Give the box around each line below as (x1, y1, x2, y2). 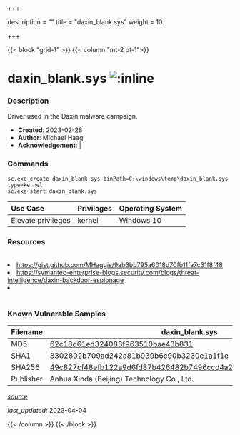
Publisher (11, 374, 43, 384)
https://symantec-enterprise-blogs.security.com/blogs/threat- (16, 269, 200, 277)
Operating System (119, 203, 183, 213)
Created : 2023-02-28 (17, 126, 83, 134)
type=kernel (7, 181, 43, 189)
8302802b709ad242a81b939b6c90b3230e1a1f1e (49, 351, 229, 361)
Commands (7, 159, 49, 169)
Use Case (11, 203, 45, 213)
